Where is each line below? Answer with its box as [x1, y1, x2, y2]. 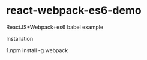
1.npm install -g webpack [6, 46, 68, 54]
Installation [6, 35, 34, 42]
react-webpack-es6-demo [6, 4, 142, 17]
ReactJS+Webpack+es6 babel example [6, 23, 104, 31]
